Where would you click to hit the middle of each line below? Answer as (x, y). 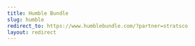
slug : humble (26, 20)
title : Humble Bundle (38, 13)
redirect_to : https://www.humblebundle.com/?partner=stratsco (97, 26)
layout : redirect (32, 32)
